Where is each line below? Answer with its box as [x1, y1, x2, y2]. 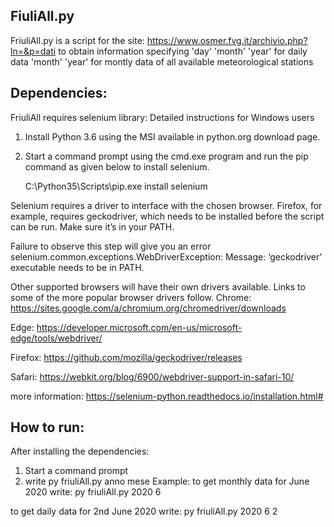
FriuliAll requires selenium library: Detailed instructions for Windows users [10, 111, 315, 123]
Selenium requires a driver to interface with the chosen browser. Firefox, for [10, 199, 323, 211]
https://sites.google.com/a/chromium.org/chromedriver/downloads [10, 302, 287, 314]
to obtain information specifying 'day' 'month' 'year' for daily [58, 45, 308, 57]
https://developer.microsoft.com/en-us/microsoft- [36, 321, 243, 333]
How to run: [10, 419, 85, 436]
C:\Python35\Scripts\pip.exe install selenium [24, 180, 208, 192]
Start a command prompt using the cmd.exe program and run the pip [24, 150, 309, 162]
